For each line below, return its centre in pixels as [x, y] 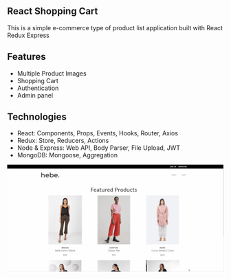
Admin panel [35, 95]
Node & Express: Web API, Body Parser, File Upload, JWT [99, 148]
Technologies [37, 117]
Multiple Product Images [52, 73]
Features [26, 57]
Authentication [38, 88]
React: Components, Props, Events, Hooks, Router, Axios [98, 133]
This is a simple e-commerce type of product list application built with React [115, 27]
